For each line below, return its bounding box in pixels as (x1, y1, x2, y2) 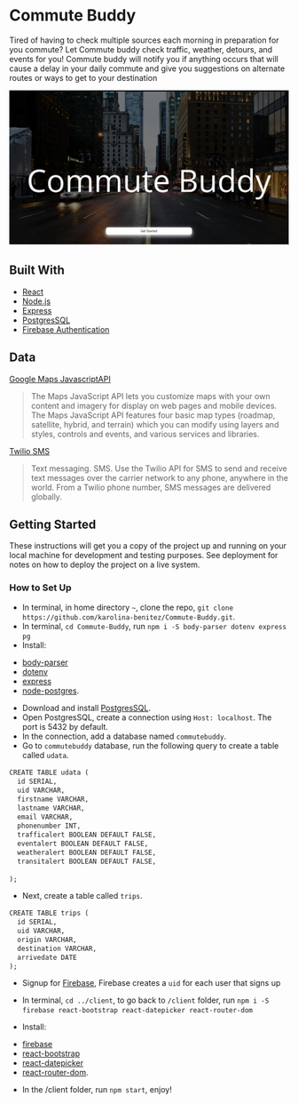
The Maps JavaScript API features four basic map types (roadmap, (30, 410, 276, 420)
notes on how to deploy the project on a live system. (9, 559, 200, 570)
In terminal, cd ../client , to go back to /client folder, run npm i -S (21, 995, 270, 1005)
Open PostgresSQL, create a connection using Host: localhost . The (21, 712, 272, 723)
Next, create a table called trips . (21, 890, 144, 900)
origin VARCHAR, (17, 935, 77, 944)
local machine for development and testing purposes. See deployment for (9, 550, 278, 561)
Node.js (21, 295, 51, 307)
